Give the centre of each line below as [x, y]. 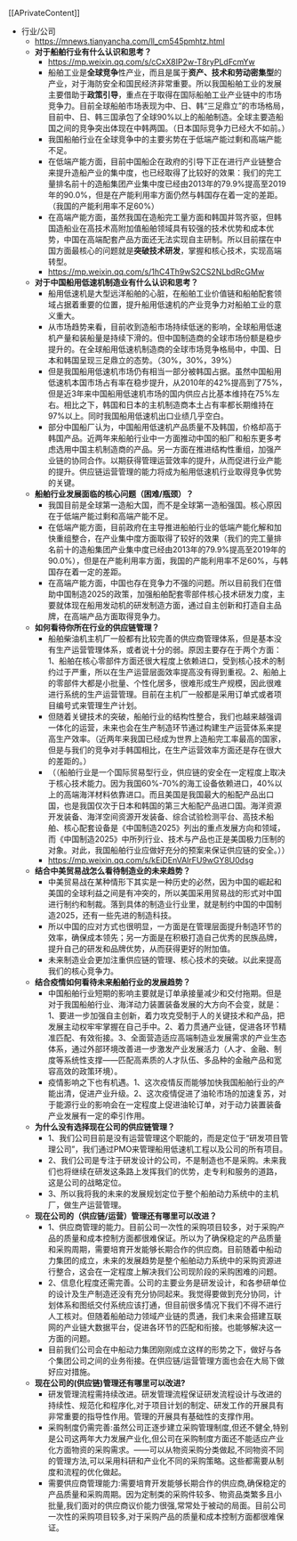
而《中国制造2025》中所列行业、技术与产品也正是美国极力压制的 [166, 839]
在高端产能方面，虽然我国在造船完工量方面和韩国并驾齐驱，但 [161, 217]
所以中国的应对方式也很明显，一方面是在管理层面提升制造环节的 [165, 926]
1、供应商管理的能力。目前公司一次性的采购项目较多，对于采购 [162, 1227]
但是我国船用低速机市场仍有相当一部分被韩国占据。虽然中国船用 [165, 371]
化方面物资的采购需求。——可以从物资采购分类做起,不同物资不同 [166, 1450]
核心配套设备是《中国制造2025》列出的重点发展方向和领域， [174, 828]
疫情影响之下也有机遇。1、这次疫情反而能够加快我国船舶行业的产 [166, 1082]
